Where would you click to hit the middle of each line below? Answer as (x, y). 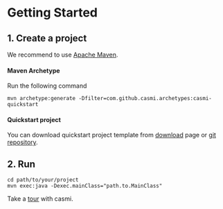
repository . (23, 142)
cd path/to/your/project (43, 180)
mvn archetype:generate (42, 99)
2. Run (21, 164)
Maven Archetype (34, 70)
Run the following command (47, 86)
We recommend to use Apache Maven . (63, 54)
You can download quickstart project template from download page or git (112, 135)
